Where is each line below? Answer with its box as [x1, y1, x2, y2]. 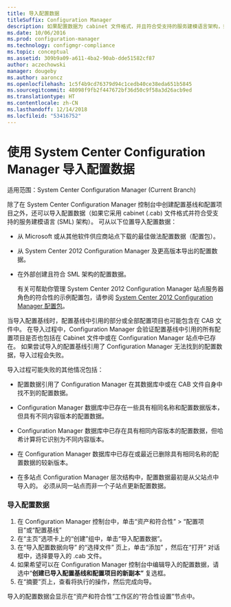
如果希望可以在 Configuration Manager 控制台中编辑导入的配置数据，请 [16, 560, 219, 568]
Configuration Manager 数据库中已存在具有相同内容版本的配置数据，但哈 [16, 426, 223, 434]
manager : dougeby [7, 67, 57, 74]
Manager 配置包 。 [16, 301, 69, 310]
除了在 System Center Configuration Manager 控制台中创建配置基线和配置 [7, 200, 217, 209]
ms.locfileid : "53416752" [7, 112, 81, 119]
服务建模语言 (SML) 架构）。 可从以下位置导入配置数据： [19, 217, 177, 226]
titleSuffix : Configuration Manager [7, 17, 112, 23]
